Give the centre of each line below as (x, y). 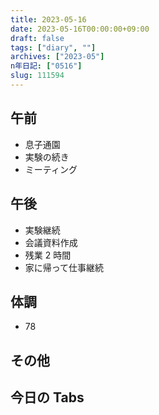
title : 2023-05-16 (48, 19)
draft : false (37, 38)
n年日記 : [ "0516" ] (46, 66)
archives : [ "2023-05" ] (57, 57)
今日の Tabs (47, 397)
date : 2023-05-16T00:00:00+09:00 (80, 29)
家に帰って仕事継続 (64, 267)
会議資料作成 (51, 242)
